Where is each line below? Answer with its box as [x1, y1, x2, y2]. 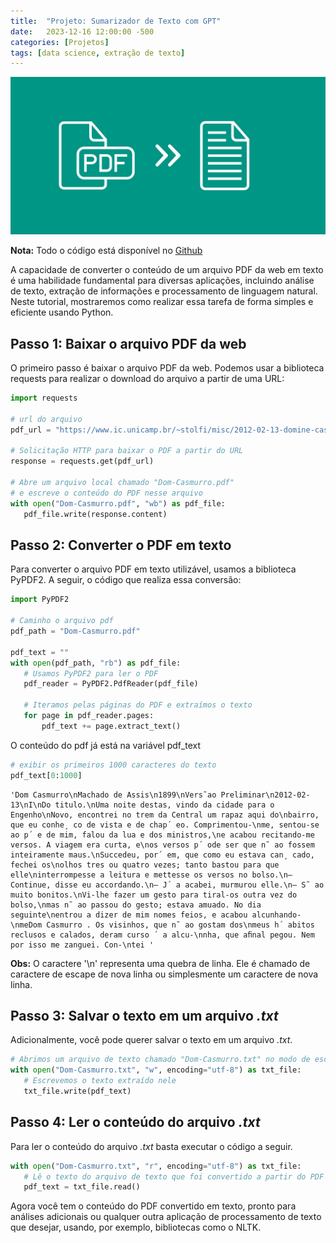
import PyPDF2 [10, 595, 70, 605]
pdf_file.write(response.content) [23, 509, 168, 519]
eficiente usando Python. [10, 306, 114, 319]
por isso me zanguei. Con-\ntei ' [10, 940, 155, 950]
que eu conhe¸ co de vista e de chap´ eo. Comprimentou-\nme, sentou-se [10, 820, 320, 830]
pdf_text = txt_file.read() [23, 1182, 141, 1192]
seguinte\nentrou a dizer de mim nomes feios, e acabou [10, 910, 248, 920]
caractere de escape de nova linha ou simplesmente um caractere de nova [10, 968, 319, 980]
